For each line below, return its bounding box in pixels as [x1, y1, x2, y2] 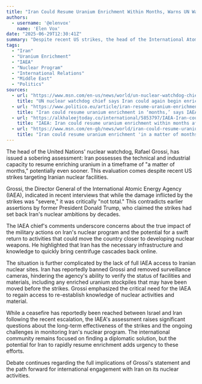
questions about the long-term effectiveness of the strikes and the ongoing [6, 322, 192, 329]
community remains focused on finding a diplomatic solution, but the [6, 334, 177, 342]
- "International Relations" [11, 70, 85, 76]
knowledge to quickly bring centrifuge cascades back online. [6, 247, 158, 255]
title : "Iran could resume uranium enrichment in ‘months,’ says [17, 109, 185, 115]
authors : [6, 14, 28, 20]
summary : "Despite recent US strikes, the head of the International [6, 37, 185, 43]
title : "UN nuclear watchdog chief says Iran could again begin [17, 98, 182, 104]
